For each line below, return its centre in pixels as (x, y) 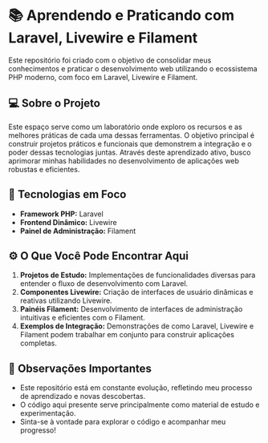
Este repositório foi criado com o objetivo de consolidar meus (110, 60)
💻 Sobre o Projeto (54, 104)
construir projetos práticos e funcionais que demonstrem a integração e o (130, 143)
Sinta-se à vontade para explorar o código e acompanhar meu (123, 422)
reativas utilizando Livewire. (66, 300)
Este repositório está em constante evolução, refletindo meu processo (136, 388)
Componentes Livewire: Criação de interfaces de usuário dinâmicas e (137, 292)
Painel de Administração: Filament (78, 231)
